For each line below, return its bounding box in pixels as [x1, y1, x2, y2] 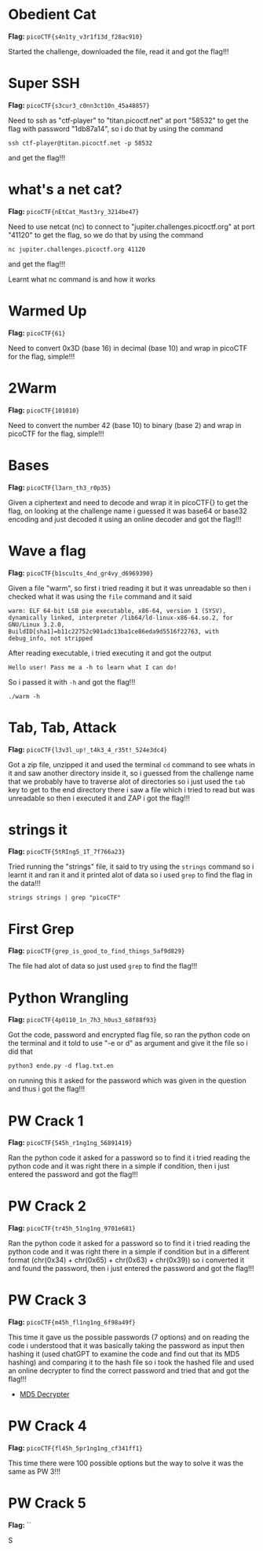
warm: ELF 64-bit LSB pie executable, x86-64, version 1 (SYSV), [8, 607, 226, 615]
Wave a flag [8, 541, 86, 559]
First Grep [8, 920, 75, 938]
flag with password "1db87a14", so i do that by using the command [8, 124, 224, 133]
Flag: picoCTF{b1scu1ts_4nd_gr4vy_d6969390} [8, 568, 154, 578]
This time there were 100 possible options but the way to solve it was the [8, 1458, 243, 1468]
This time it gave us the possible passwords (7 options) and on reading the [8, 1332, 250, 1342]
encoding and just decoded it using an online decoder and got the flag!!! [8, 514, 242, 524]
